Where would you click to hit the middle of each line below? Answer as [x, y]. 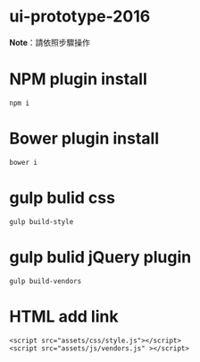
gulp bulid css [62, 198]
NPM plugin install [78, 79]
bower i [24, 162]
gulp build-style [42, 221]
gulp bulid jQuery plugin [100, 257]
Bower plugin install [84, 138]
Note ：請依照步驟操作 [50, 42]
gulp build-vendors [46, 281]
